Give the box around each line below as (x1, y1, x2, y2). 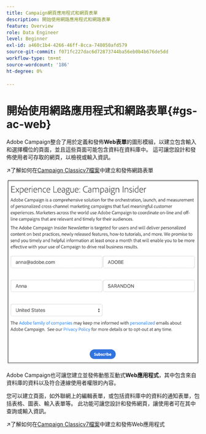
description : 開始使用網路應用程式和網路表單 (6, 16, 111, 23)
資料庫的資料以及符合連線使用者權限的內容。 (6, 379, 120, 386)
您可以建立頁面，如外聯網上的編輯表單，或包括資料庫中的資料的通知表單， (6, 392, 194, 399)
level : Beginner (6, 36, 48, 42)
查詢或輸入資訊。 (6, 407, 50, 414)
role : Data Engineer (6, 29, 59, 36)
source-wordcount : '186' (6, 61, 70, 68)
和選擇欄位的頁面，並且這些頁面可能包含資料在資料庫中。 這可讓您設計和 (6, 146, 191, 153)
